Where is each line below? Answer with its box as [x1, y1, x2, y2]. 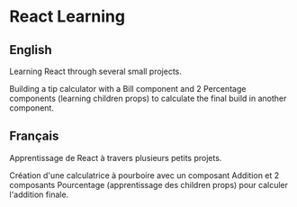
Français [9, 129, 59, 144]
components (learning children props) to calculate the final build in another [9, 93, 287, 103]
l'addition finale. [9, 189, 69, 200]
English [9, 42, 52, 58]
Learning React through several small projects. [9, 66, 183, 76]
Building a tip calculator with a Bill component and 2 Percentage [9, 84, 247, 94]
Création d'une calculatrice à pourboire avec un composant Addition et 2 [9, 169, 280, 181]
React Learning [9, 6, 126, 27]
